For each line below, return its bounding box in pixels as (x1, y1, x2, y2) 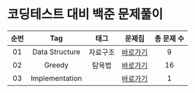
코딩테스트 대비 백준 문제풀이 (7, 6, 163, 23)
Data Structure (32, 46, 81, 56)
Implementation (30, 73, 83, 83)
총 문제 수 (154, 33, 184, 43)
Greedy (44, 60, 69, 70)
